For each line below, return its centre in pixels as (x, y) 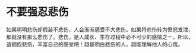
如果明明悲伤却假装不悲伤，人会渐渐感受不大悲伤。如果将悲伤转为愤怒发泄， (100, 29)
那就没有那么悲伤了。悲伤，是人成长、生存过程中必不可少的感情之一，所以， (100, 37)
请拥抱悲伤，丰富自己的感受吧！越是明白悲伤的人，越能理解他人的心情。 (94, 44)
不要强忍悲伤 (38, 12)
